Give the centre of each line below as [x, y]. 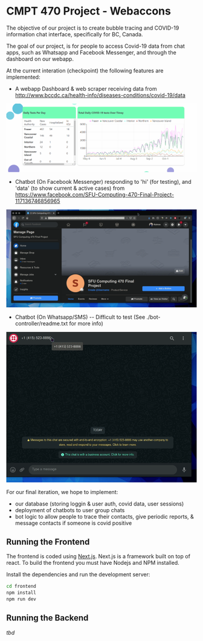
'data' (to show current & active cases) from [70, 188]
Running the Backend [47, 618]
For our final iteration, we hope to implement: [62, 492]
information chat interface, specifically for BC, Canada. [75, 34]
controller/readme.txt [41, 323]
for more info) [86, 323]
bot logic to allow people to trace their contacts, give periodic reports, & [105, 516]
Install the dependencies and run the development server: [78, 574]
